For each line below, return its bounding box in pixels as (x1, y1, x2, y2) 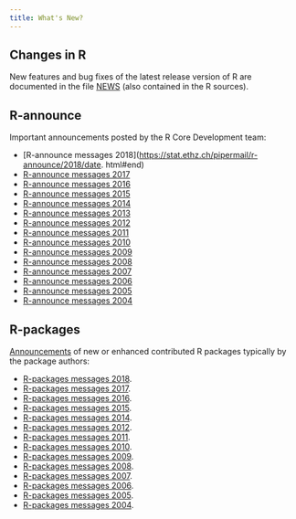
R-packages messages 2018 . (22, 374, 132, 385)
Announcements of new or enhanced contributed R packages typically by (9, 346, 287, 357)
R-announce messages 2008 (22, 257, 132, 268)
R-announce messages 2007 (22, 266, 132, 277)
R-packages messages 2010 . (22, 441, 132, 452)
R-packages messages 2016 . (22, 393, 132, 404)
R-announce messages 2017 (22, 169, 131, 180)
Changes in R (9, 48, 87, 63)
